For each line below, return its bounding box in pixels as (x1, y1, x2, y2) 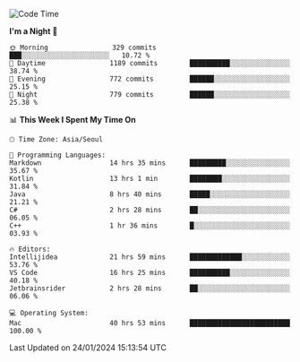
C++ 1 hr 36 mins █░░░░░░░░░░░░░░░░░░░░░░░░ (9, 221, 291, 230)
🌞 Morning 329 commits (9, 43, 157, 52)
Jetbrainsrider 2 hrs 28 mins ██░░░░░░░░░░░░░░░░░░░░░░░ (9, 284, 291, 293)
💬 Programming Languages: (9, 151, 106, 159)
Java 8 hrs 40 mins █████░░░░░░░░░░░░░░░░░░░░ (9, 190, 291, 199)
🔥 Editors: (9, 245, 51, 254)
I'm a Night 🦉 (9, 26, 58, 36)
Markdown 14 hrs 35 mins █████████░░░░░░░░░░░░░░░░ (9, 159, 291, 168)
